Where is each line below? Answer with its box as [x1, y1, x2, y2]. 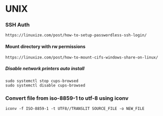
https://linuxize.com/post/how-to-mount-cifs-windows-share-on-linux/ [5, 54, 158, 60]
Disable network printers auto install [5, 66, 85, 72]
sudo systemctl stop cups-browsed [5, 78, 79, 83]
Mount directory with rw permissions [5, 44, 86, 50]
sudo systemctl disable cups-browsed [5, 82, 86, 88]
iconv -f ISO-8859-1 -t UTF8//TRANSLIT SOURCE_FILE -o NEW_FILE [5, 106, 145, 111]
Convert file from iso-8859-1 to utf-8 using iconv [5, 95, 129, 102]
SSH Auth [5, 21, 30, 28]
